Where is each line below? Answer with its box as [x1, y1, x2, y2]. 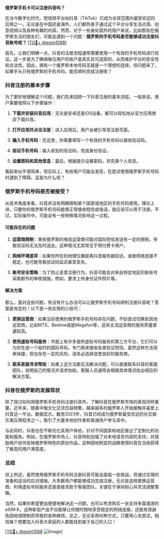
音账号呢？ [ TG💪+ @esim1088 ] [5, 40, 67, 46]
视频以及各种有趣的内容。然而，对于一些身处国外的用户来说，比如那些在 [9, 27, 155, 33]
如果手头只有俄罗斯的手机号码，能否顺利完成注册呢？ [5, 69, 112, 74]
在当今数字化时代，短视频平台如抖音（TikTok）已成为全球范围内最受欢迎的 [5, 15, 155, 21]
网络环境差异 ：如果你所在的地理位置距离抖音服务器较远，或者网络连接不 [12, 253, 158, 258]
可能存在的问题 [5, 225, 35, 231]
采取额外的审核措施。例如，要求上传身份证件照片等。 [12, 275, 120, 281]
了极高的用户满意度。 [5, 446, 48, 452]
